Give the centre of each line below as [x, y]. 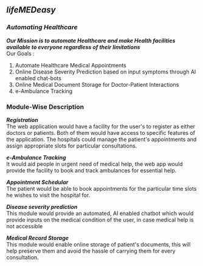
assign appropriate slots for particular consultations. [72, 146]
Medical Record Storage [37, 238]
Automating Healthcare [42, 27]
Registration [22, 120]
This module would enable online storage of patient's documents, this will [98, 244]
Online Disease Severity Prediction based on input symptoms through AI [105, 72]
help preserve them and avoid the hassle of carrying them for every [91, 251]
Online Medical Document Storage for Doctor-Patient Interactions [97, 84]
